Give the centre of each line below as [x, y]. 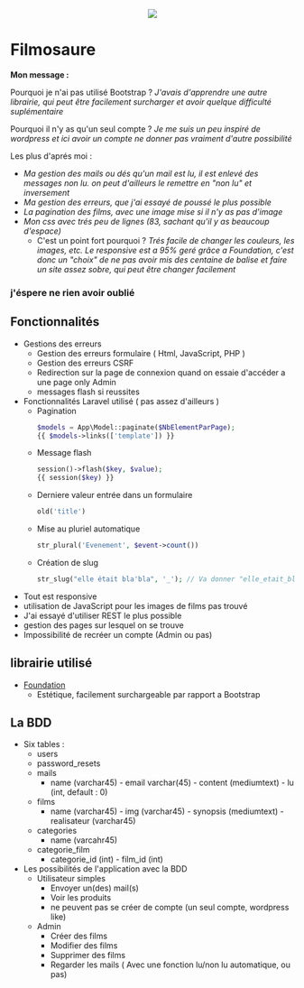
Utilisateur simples [71, 879]
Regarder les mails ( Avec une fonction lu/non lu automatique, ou [170, 965]
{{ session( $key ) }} [75, 478]
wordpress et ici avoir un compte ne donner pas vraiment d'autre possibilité [151, 138]
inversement [46, 192]
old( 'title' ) [61, 512]
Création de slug [67, 562]
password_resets [69, 763]
